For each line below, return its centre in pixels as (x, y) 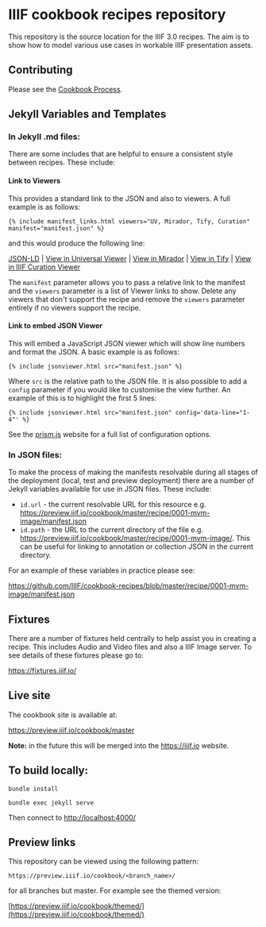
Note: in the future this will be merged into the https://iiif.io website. (119, 745)
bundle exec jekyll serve (51, 803)
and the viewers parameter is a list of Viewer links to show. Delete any (122, 291)
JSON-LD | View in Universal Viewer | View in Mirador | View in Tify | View (130, 258)
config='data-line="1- (212, 412)
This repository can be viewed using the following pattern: (104, 861)
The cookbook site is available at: (63, 715)
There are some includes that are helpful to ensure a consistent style (121, 154)
